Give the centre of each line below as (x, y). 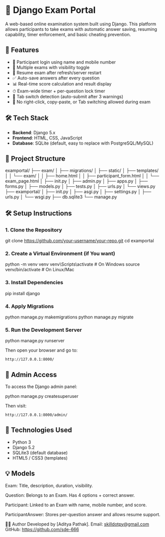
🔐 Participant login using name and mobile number (64, 62)
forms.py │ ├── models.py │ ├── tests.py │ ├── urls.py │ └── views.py (80, 186)
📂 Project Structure (35, 158)
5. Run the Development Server (43, 330)
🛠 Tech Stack (27, 118)
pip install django (23, 293)
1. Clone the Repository (34, 230)
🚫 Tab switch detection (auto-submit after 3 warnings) (68, 96)
